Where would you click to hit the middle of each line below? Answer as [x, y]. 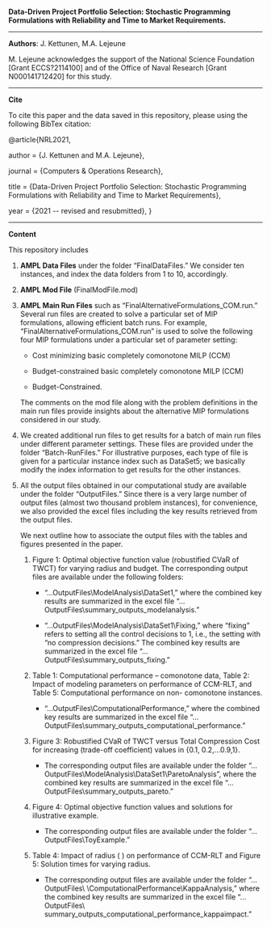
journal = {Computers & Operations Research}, [86, 171]
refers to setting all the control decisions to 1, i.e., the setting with [152, 634]
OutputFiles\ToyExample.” [87, 840]
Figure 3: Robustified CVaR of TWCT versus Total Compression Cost [146, 741]
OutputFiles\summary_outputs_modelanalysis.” [122, 610]
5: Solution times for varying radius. [91, 864]
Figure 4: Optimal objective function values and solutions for [132, 807]
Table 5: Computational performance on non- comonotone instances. [147, 692]
